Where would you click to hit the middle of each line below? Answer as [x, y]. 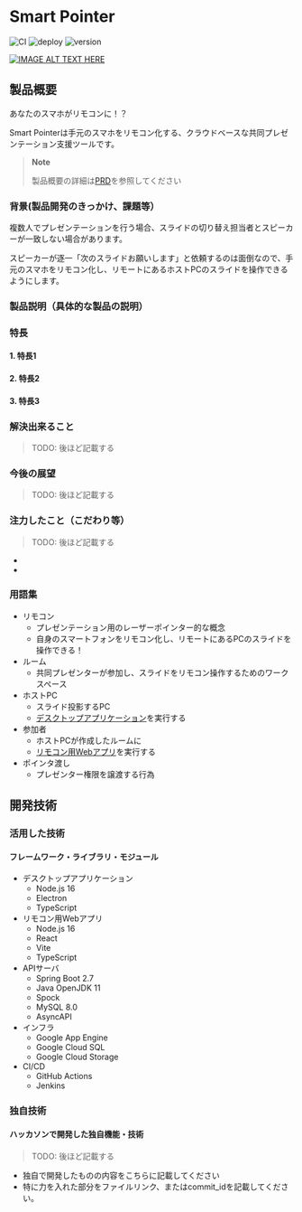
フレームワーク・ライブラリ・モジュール [84, 857]
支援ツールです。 [88, 144]
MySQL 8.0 [57, 1007]
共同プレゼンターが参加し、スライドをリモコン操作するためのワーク [162, 672]
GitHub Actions [64, 1076]
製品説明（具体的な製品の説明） [79, 306]
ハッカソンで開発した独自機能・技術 [77, 1134]
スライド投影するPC [73, 706]
